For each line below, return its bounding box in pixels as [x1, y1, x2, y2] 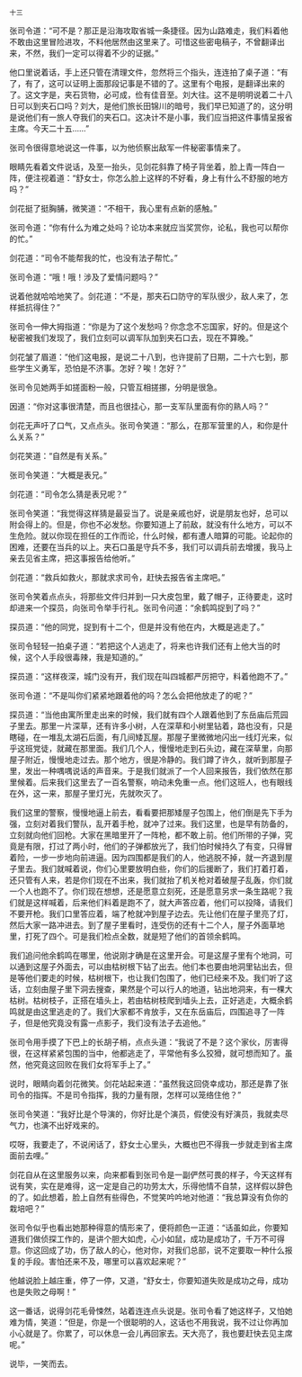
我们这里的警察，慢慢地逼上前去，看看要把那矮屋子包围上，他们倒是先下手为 [9, 807, 293, 817]
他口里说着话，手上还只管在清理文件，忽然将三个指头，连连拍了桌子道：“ [9, 67, 281, 77]
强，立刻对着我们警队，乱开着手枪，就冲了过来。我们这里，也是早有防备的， [9, 818, 293, 829]
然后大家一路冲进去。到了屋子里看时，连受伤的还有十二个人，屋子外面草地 [9, 920, 285, 930]
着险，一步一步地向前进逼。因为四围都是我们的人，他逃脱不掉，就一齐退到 [9, 852, 285, 862]
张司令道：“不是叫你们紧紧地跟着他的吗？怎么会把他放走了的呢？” [9, 690, 253, 700]
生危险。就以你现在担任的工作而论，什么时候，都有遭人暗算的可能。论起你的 [9, 530, 293, 541]
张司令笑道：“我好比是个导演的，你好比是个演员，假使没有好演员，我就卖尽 [9, 1109, 289, 1119]
